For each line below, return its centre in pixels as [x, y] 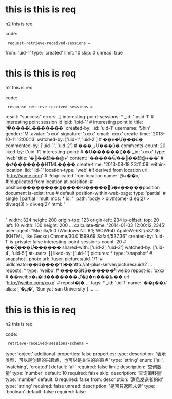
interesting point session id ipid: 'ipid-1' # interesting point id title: [74, 122]
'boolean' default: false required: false [46, 391]
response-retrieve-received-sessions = [50, 107]
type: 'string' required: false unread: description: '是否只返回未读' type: [80, 386]
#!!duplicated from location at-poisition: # [49, 182]
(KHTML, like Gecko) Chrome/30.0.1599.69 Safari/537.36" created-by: [79, 236]
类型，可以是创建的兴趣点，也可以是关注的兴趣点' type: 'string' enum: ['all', [85, 360]
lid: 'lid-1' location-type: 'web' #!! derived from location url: [87, 170]
